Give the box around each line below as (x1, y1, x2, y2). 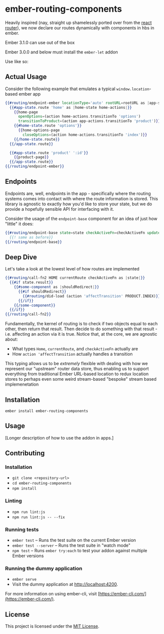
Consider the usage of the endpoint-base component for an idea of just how (5, 216, 158, 221)
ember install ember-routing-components (5, 408, 89, 414)
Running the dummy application (5, 565, 82, 572)
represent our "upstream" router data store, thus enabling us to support (5, 366, 149, 372)
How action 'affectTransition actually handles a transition (12, 351, 133, 357)
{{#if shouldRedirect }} (18, 289, 67, 294)
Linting (5, 497, 22, 504)
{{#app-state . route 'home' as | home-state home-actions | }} (9, 105, 132, 110)
